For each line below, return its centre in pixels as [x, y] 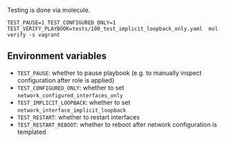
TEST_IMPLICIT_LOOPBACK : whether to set [74, 102]
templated [31, 132]
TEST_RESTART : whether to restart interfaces [78, 117]
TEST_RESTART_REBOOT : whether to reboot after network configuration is [117, 124]
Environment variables [57, 56]
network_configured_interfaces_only [70, 95]
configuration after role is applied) [66, 80]
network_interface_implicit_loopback [72, 110]
